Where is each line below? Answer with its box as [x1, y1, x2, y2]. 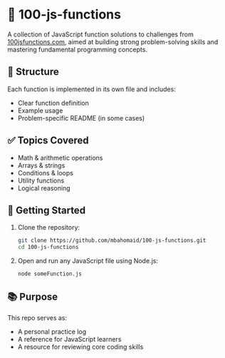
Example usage [17, 106, 63, 115]
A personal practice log [17, 327, 87, 336]
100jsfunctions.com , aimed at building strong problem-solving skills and [7, 37, 219, 46]
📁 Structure [7, 66, 59, 78]
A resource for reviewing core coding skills [17, 342, 144, 351]
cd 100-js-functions [17, 244, 79, 251]
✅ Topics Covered [7, 135, 89, 147]
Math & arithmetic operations [17, 153, 103, 162]
